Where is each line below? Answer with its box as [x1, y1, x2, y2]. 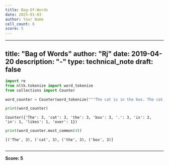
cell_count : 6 [5, 21, 35, 27]
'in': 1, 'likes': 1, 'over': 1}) [5, 119, 78, 125]
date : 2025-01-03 [5, 12, 42, 17]
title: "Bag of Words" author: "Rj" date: [5, 49, 130, 58]
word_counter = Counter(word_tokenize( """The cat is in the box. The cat [5, 97, 163, 102]
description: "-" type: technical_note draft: [15, 57, 153, 66]
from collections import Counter [5, 88, 75, 93]
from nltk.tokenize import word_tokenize [5, 83, 94, 88]
